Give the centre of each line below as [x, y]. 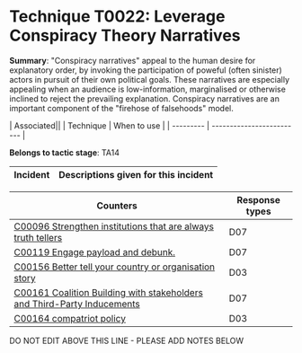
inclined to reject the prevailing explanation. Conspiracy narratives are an [145, 98]
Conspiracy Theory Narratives [125, 35]
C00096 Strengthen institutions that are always [114, 226]
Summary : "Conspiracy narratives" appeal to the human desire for [133, 60]
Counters [117, 206]
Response [258, 199]
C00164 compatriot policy [70, 318]
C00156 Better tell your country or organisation [115, 267]
